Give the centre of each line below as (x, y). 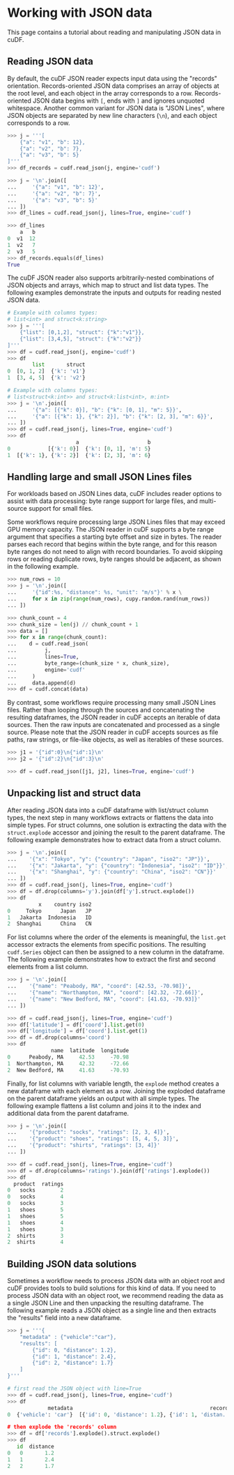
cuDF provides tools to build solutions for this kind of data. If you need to (112, 1288)
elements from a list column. (48, 967)
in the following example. (43, 567)
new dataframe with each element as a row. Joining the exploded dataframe (116, 1091)
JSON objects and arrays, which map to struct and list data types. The (108, 285)
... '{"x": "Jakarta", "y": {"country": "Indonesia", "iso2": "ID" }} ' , (118, 866)
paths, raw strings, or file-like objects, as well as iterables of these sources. (116, 740)
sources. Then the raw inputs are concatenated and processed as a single (114, 725)
